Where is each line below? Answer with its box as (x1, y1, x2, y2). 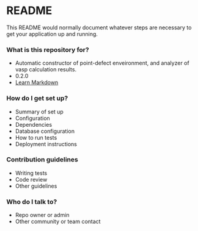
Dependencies (15, 121, 53, 128)
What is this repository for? (6, 45, 90, 54)
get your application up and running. (6, 30, 98, 37)
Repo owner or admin (15, 211, 70, 219)
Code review (15, 176, 48, 183)
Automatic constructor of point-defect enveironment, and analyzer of (15, 59, 189, 67)
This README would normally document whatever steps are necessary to (6, 24, 192, 31)
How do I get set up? (6, 94, 68, 102)
